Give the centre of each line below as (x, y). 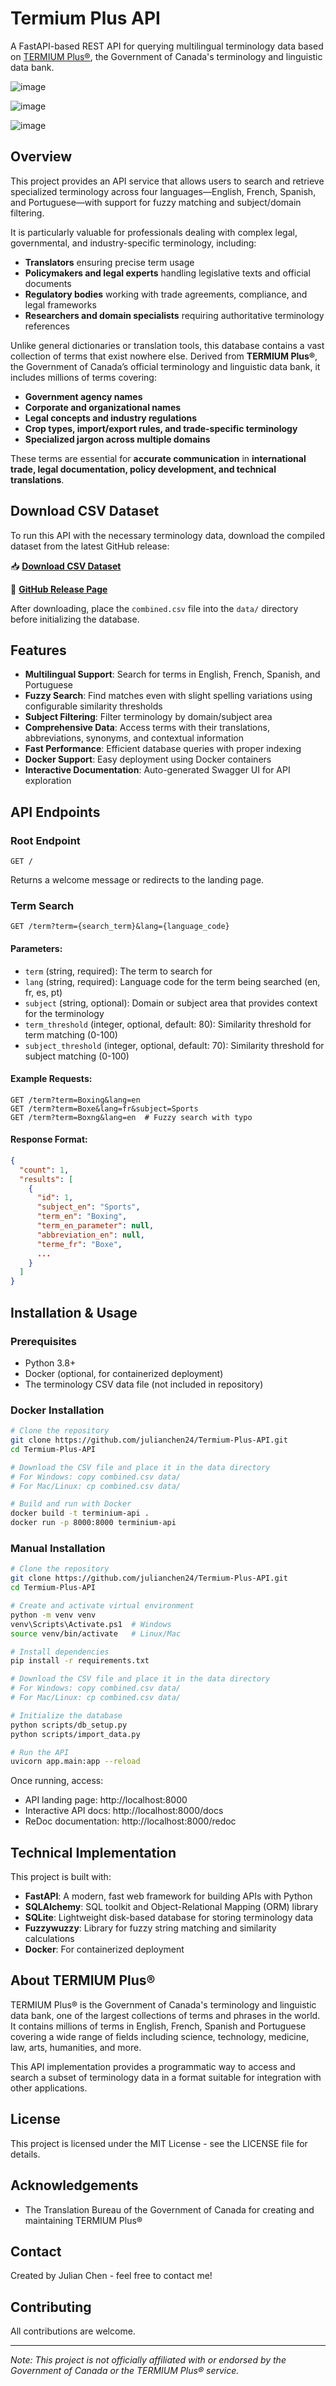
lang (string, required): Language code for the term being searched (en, (172, 981)
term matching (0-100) (71, 1034)
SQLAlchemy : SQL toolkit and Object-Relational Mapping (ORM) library (171, 1907)
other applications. (49, 2088)
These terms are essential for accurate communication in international (158, 458)
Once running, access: (57, 1781)
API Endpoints (55, 812)
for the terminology (64, 1013)
